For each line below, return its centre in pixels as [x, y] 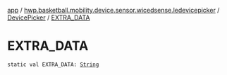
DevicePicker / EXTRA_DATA [49, 18]
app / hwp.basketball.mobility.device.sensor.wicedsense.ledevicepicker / [114, 10]
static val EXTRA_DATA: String [53, 64]
